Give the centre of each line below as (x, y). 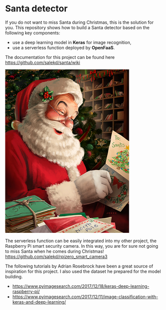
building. (14, 276)
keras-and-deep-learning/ (39, 302)
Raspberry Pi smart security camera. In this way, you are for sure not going (82, 246)
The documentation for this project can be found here (60, 57)
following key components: (33, 33)
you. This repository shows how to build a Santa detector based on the (77, 27)
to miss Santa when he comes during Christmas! (55, 251)
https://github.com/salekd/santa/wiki (43, 62)
